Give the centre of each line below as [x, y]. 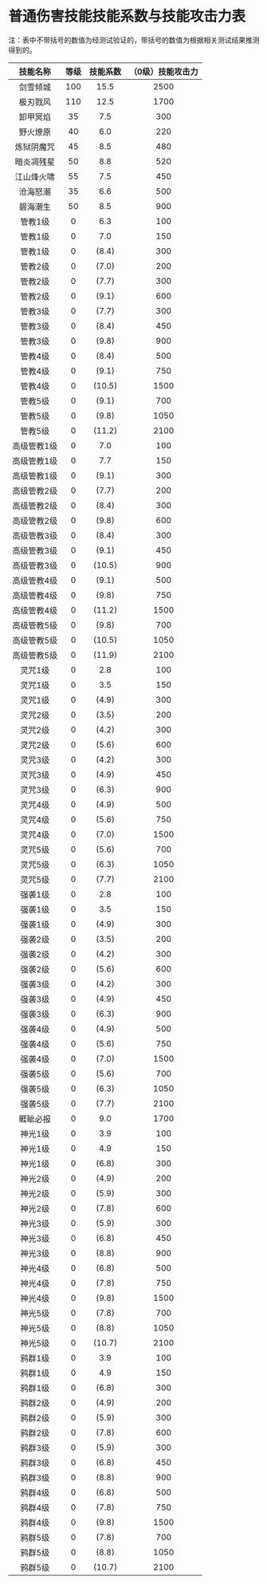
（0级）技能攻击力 [163, 71]
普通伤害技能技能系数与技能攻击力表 [127, 16]
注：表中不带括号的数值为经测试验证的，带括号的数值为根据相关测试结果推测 [134, 40]
